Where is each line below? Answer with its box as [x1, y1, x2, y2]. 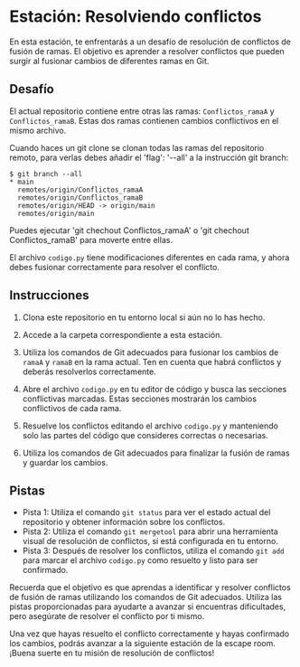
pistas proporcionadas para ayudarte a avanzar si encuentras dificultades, [9, 601, 286, 612]
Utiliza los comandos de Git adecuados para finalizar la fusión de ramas [22, 447, 291, 458]
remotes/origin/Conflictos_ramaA [17, 185, 144, 194]
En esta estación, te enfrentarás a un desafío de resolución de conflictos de [9, 36, 291, 47]
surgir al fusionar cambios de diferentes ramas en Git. [9, 55, 210, 66]
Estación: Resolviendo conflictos [9, 6, 262, 27]
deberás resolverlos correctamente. [22, 366, 156, 377]
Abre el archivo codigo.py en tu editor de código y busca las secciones [22, 383, 287, 394]
